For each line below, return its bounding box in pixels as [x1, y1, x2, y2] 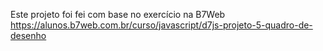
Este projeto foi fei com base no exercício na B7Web [10, 9, 226, 20]
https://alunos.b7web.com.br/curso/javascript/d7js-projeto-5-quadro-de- [10, 19, 313, 31]
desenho [10, 30, 47, 41]
